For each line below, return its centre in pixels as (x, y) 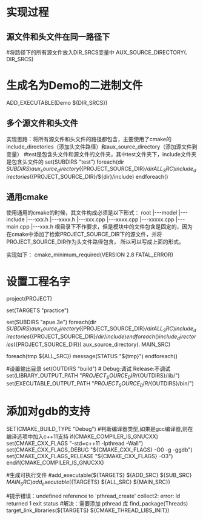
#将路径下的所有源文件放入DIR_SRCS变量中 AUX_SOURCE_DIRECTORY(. (97, 52)
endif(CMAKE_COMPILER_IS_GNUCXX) (55, 463)
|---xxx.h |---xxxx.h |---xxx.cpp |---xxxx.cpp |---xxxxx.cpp (100, 219)
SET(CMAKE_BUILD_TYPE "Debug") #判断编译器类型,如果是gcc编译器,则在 (100, 429)
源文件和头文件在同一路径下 (58, 37)
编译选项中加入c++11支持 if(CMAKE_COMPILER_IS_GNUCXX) (82, 436)
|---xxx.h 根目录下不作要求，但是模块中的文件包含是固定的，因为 (111, 227)
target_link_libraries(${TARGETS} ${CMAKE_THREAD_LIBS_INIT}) (88, 510)
